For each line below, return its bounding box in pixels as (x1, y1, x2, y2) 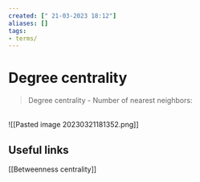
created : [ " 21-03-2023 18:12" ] (8, 11, 116, 20)
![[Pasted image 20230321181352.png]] (8, 120, 139, 130)
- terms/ (8, 34, 38, 43)
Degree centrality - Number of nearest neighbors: (27, 96, 193, 105)
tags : (8, 27, 27, 35)
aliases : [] (8, 19, 48, 27)
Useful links (8, 143, 70, 157)
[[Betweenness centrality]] (8, 164, 97, 174)
